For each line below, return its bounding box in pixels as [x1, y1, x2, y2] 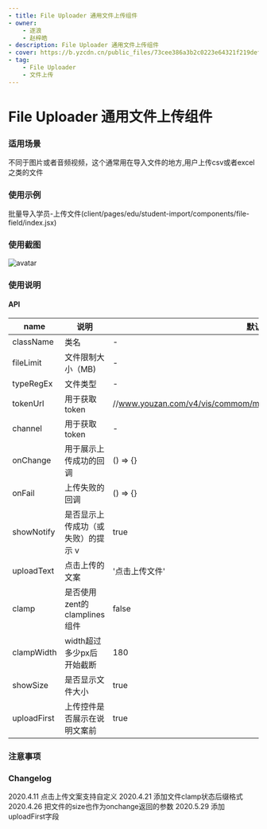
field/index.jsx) [8, 218, 57, 228]
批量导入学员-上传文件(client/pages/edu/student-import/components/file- [8, 209, 250, 219]
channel [12, 423, 42, 434]
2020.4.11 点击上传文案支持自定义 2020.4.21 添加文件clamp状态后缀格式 [8, 792, 244, 801]
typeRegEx [12, 377, 53, 389]
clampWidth [12, 647, 57, 658]
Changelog [8, 772, 52, 784]
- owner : [8, 19, 37, 27]
